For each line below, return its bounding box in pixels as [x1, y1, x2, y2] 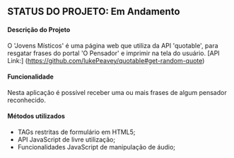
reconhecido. [7, 96, 46, 104]
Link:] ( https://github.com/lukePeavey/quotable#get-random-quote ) [7, 56, 205, 64]
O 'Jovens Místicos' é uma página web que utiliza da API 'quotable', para [7, 41, 218, 50]
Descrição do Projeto [7, 25, 71, 34]
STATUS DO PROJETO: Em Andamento [7, 6, 180, 18]
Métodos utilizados [7, 112, 66, 120]
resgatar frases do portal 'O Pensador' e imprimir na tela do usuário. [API [7, 49, 221, 57]
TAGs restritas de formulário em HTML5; [17, 128, 136, 136]
